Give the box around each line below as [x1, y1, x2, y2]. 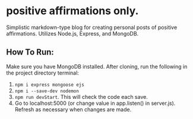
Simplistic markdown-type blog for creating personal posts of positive [6, 24, 178, 31]
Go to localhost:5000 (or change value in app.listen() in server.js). [14, 99, 176, 107]
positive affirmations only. [6, 4, 139, 18]
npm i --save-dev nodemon [14, 88, 79, 94]
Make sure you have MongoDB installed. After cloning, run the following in [6, 63, 188, 70]
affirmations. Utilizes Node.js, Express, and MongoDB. [6, 30, 139, 37]
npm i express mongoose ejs [14, 82, 84, 88]
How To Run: [6, 47, 55, 57]
